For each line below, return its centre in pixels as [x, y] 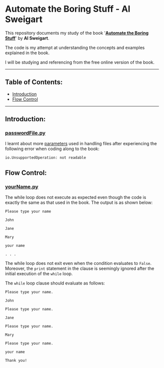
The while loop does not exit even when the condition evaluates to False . [78, 263]
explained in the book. [27, 53]
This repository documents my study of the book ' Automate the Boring [77, 33]
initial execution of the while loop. [39, 274]
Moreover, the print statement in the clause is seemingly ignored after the [80, 269]
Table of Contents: [34, 82]
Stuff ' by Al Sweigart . [27, 38]
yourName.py [22, 187]
